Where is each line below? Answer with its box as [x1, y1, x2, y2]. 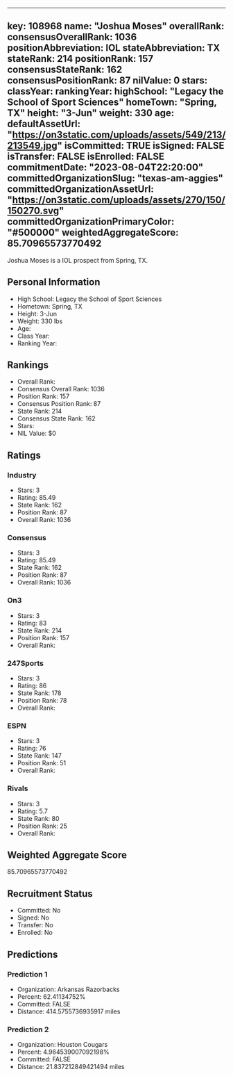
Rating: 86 [17, 682, 47, 690]
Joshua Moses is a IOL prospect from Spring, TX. [7, 256, 148, 264]
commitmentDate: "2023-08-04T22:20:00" [7, 161, 204, 174]
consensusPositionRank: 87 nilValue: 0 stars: [7, 74, 208, 87]
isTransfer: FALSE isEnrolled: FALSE [7, 151, 165, 163]
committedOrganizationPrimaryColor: [7, 216, 175, 228]
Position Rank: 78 [17, 696, 67, 705]
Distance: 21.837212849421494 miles [17, 1063, 125, 1071]
